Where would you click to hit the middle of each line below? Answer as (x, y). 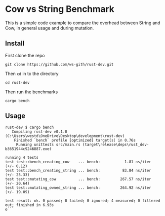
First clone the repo (25, 55)
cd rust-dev (17, 82)
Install (15, 44)
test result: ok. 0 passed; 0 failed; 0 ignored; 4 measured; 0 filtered (83, 201)
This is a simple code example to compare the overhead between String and (83, 23)
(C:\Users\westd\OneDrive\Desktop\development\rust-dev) (65, 136)
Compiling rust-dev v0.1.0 (40, 132)
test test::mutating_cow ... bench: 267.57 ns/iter (78, 179)
